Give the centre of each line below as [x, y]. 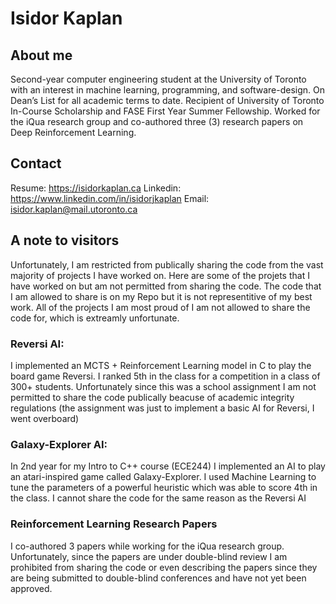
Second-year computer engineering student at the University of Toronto [158, 79]
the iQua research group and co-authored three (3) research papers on [157, 121]
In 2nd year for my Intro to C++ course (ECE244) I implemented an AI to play [168, 466]
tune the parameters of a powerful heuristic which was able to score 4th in [164, 488]
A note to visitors [65, 240]
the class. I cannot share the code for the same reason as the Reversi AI [158, 498]
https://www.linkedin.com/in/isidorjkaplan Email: [110, 198]
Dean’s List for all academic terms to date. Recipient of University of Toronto [167, 100]
